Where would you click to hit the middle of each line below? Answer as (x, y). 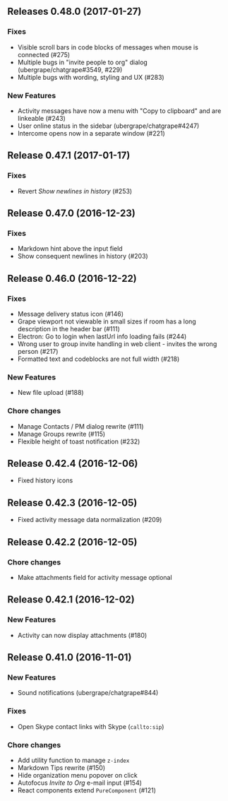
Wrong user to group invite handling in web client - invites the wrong (117, 344)
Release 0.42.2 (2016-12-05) (72, 542)
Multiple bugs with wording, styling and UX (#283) (91, 77)
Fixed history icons (45, 480)
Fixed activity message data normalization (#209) (90, 520)
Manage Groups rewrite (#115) (61, 434)
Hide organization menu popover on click (77, 775)
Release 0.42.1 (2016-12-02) (71, 600)
